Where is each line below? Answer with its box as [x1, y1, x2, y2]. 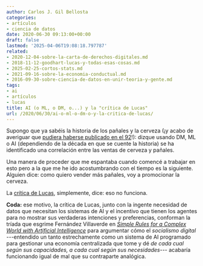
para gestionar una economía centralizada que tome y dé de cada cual [6, 240, 184, 247]
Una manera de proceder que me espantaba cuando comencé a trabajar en [6, 159, 196, 166]
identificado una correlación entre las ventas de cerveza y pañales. [6, 146, 174, 154]
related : [6, 49, 29, 55]
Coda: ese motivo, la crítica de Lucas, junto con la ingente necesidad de [6, 201, 187, 208]
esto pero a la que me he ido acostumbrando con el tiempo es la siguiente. [6, 165, 193, 172]
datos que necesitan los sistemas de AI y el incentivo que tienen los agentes [6, 208, 198, 215]
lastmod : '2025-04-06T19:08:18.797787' [6, 43, 108, 49]
